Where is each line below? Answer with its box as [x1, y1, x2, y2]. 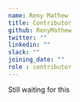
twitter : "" [8, 33, 47, 42]
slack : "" [8, 48, 41, 56]
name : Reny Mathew [8, 11, 68, 20]
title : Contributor [8, 19, 72, 27]
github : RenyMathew [8, 26, 72, 34]
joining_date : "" [8, 56, 65, 64]
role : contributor [8, 63, 72, 71]
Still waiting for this [8, 85, 71, 94]
